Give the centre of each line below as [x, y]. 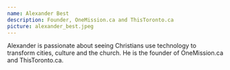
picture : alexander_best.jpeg [51, 26]
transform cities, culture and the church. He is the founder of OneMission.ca [115, 53]
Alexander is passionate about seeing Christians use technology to [102, 46]
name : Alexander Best [38, 13]
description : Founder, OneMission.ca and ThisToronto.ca [91, 20]
